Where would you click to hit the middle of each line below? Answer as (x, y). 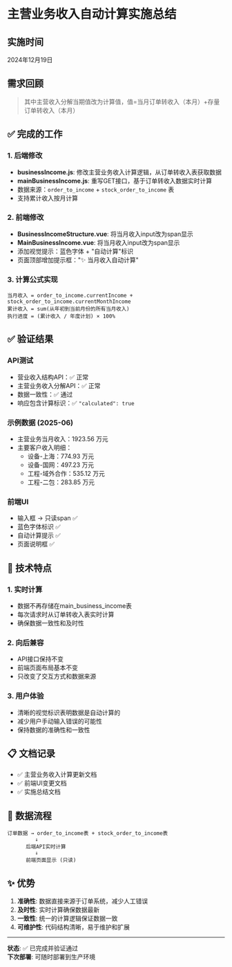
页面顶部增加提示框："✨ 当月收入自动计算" (78, 259)
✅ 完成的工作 (35, 135)
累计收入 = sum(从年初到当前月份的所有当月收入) (68, 309)
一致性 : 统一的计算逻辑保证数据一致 (67, 919)
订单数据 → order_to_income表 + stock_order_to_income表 (88, 834)
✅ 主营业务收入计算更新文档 (57, 775)
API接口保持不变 (40, 659)
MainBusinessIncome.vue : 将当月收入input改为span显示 (98, 242)
